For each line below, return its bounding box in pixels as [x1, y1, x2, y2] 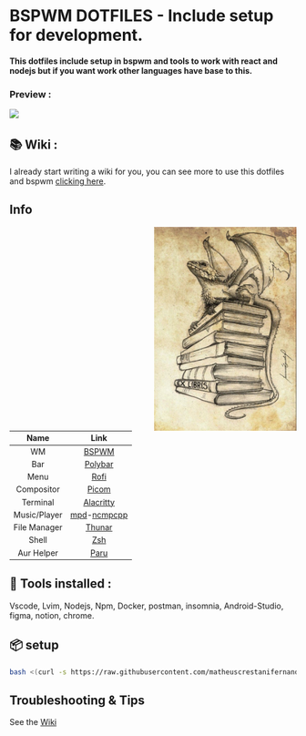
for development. [9, 25, 144, 46]
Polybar [84, 458, 114, 469]
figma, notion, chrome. [9, 609, 95, 620]
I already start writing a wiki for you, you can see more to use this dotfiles [9, 166, 285, 177]
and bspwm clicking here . [9, 175, 107, 187]
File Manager [13, 522, 63, 533]
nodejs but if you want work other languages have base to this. [9, 65, 253, 76]
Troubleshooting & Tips [9, 692, 146, 708]
